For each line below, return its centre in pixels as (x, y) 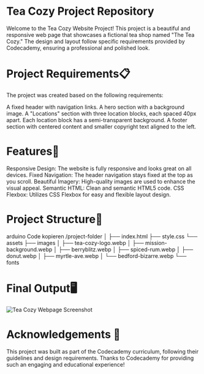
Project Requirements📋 (68, 74)
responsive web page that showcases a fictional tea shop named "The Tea (100, 34)
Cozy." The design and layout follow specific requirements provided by (96, 41)
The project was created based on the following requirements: (85, 95)
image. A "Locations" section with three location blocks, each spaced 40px (101, 113)
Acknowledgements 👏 (63, 334)
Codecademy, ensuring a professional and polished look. (78, 48)
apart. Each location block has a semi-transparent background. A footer (97, 120)
